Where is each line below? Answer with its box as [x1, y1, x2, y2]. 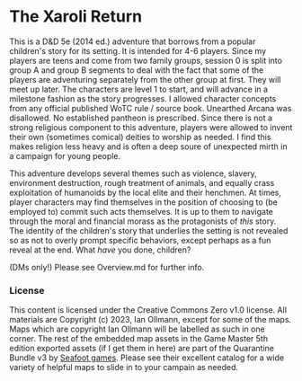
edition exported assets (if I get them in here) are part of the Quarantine [9, 343, 274, 354]
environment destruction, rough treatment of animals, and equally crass [9, 177, 275, 188]
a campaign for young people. [9, 150, 121, 161]
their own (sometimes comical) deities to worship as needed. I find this [9, 131, 271, 142]
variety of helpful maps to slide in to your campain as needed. [9, 362, 239, 373]
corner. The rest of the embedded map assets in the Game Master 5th [9, 333, 268, 344]
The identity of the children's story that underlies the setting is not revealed [9, 225, 289, 235]
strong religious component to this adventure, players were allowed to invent [9, 121, 293, 132]
